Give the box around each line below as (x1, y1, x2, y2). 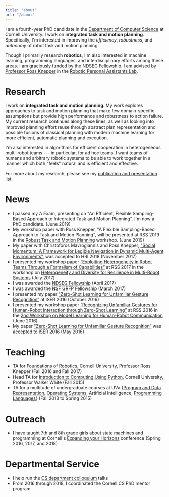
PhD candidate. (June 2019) (12, 221, 71, 227)
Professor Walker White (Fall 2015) (12, 379, 85, 385)
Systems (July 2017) (12, 275, 55, 281)
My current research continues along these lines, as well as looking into (5, 118, 154, 125)
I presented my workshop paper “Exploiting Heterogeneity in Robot (12, 259, 152, 265)
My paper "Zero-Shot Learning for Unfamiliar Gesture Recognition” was (12, 323, 161, 329)
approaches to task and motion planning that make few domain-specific (5, 108, 155, 114)
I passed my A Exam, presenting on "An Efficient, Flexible (12, 211, 132, 217)
